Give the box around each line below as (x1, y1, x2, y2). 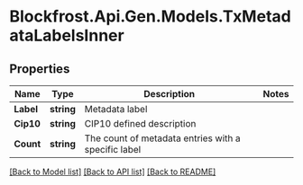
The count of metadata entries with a (84, 132, 241, 145)
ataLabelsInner (9, 25, 124, 46)
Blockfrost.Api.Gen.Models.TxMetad (9, 6, 291, 27)
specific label (84, 144, 142, 155)
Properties (9, 61, 70, 76)
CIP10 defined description (84, 118, 197, 129)
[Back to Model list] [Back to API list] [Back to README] (9, 166, 216, 177)
